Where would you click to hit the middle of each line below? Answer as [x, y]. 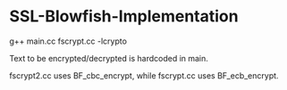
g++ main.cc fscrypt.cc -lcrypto [68, 41]
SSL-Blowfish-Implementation [124, 16]
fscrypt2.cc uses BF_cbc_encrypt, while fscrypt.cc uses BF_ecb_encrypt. [144, 75]
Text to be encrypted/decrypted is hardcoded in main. [109, 58]
